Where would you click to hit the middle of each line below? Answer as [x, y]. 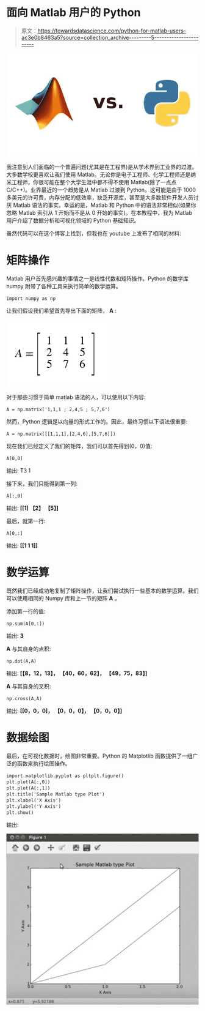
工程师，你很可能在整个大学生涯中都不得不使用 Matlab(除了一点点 [94, 182]
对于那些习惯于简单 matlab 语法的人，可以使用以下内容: [76, 397]
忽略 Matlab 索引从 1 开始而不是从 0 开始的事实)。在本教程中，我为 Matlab [99, 212]
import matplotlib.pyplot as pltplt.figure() [65, 776]
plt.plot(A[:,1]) [28, 788]
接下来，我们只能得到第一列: [42, 483]
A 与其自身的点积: [29, 649]
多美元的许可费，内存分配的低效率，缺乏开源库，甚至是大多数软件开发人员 [100, 197]
